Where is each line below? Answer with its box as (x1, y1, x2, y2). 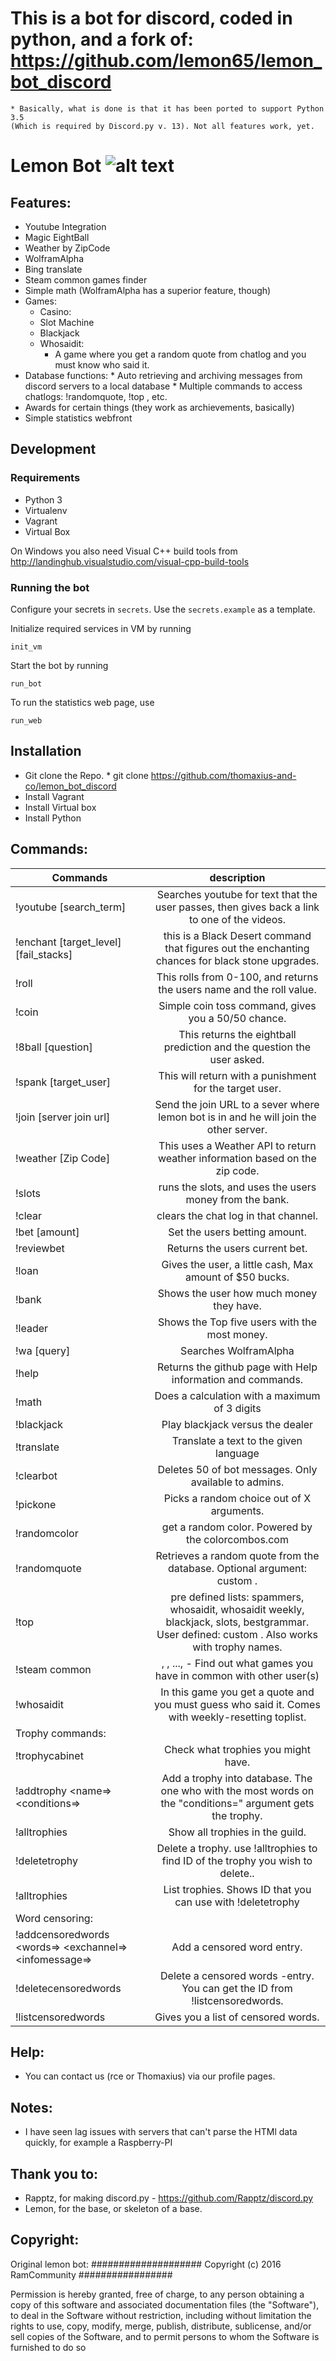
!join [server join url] (15, 1110, 111, 1124)
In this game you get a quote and (160, 1685, 315, 1699)
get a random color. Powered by (161, 1520, 313, 1534)
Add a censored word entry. (171, 1940, 303, 1954)
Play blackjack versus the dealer (161, 1417, 314, 1431)
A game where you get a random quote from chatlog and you (54, 348, 307, 360)
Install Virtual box (24, 801, 97, 813)
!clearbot (15, 1468, 58, 1482)
